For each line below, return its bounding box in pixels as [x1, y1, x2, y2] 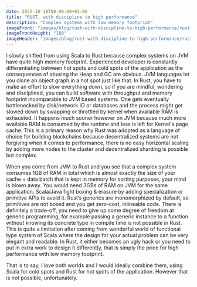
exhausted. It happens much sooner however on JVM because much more [6, 114, 186, 121]
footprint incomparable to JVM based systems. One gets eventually [6, 96, 169, 103]
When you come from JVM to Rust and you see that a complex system [6, 163, 176, 170]
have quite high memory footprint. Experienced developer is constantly [6, 58, 178, 65]
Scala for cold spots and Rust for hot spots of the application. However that [6, 268, 188, 275]
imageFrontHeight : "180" [6, 31, 67, 36]
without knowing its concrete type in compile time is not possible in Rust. [6, 220, 182, 226]
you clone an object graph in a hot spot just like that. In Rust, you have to [6, 77, 182, 84]
